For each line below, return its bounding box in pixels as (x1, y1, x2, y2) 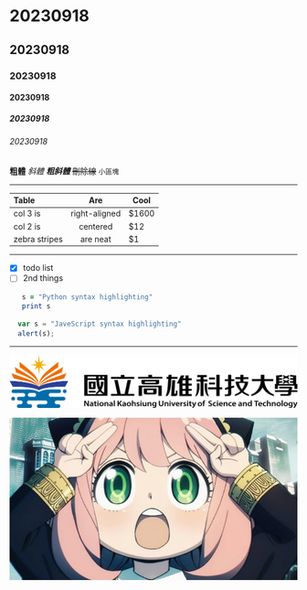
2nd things (22, 273, 64, 284)
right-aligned (70, 208, 122, 220)
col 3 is (13, 208, 41, 220)
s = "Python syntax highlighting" (21, 292, 153, 302)
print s (21, 302, 51, 311)
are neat (79, 233, 111, 244)
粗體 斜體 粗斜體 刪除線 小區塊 (9, 166, 120, 177)
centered (79, 220, 113, 231)
